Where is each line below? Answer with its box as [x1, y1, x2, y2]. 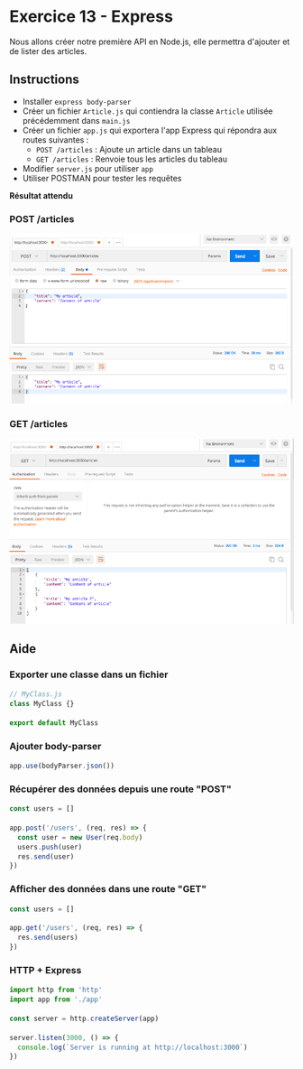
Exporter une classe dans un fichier [9, 668, 169, 681]
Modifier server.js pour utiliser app [22, 163, 153, 173]
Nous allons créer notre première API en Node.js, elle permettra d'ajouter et [9, 36, 290, 47]
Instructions [9, 72, 79, 88]
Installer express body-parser [22, 96, 132, 107]
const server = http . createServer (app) [9, 1014, 160, 1023]
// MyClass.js [9, 690, 63, 699]
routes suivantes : [22, 134, 89, 145]
